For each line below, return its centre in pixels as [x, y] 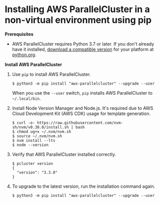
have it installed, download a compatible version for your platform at [83, 49]
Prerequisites [19, 34]
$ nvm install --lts [34, 140]
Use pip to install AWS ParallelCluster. [51, 74]
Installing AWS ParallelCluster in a [77, 9]
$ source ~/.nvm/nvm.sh [37, 136]
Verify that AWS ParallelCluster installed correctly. [64, 154]
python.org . [24, 55]
